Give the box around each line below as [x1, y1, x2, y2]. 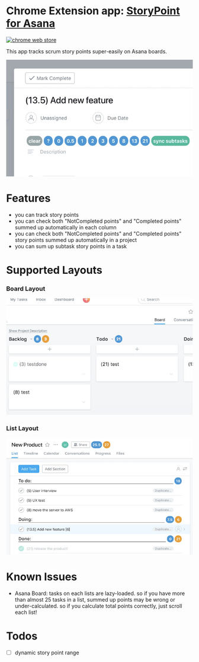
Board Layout [6, 284, 46, 293]
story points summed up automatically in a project [14, 236, 137, 244]
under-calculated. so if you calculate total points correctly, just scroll [14, 602, 182, 609]
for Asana [6, 17, 55, 30]
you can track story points [14, 211, 79, 218]
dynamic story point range [14, 649, 79, 656]
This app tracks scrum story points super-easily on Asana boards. [6, 47, 168, 55]
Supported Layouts [6, 264, 102, 277]
